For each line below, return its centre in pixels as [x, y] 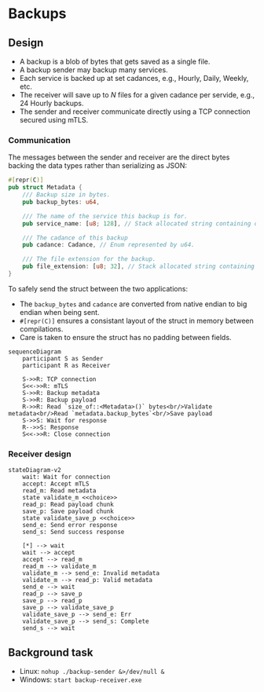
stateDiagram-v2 [35, 470]
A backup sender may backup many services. [93, 70]
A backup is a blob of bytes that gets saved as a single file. [115, 61]
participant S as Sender [63, 358]
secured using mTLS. [54, 120]
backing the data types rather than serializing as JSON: [97, 166]
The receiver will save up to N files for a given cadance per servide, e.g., [137, 95]
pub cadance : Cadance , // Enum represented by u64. [108, 245]
